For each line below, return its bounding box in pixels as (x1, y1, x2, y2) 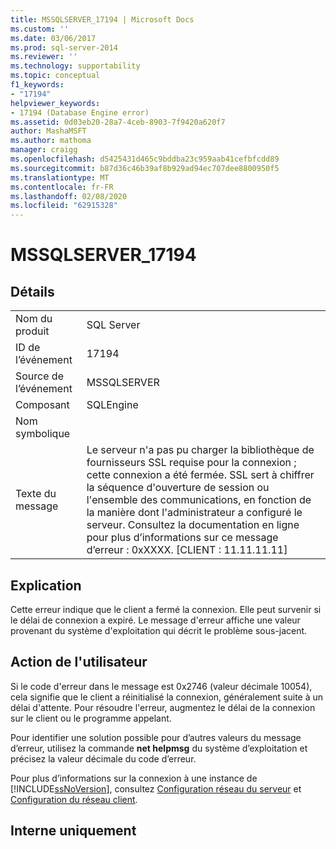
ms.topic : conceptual (10, 71, 101, 81)
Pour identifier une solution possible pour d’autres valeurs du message (10, 731, 302, 743)
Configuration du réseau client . (10, 793, 138, 805)
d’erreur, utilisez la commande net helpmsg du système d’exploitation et (10, 742, 308, 754)
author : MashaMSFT (10, 126, 87, 136)
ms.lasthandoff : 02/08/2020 (10, 191, 128, 201)
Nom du (15, 312, 53, 326)
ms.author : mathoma (10, 136, 92, 146)
